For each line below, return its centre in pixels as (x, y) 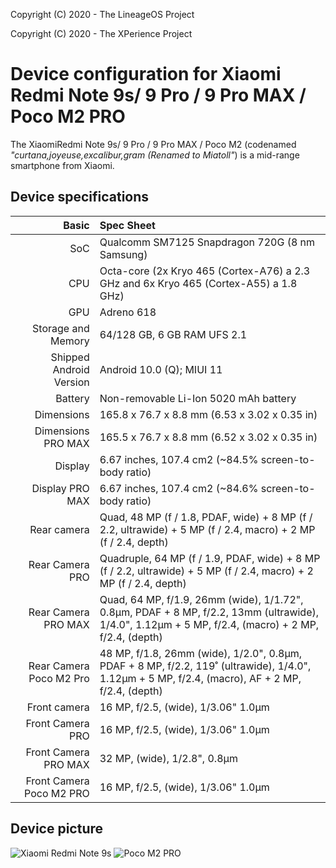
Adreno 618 (128, 312)
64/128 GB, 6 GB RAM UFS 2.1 (173, 334)
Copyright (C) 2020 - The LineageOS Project (102, 14)
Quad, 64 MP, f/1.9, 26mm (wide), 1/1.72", (201, 599)
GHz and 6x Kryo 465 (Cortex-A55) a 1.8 (198, 283)
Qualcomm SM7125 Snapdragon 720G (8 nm (207, 242)
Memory (70, 341)
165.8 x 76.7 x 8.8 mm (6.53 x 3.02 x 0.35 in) (208, 414)
